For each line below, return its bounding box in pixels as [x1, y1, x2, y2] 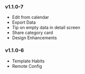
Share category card [12, 30, 53, 36]
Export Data [12, 19, 36, 25]
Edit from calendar [12, 15, 49, 20]
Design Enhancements [12, 35, 57, 41]
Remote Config [12, 63, 42, 69]
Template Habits [12, 58, 45, 64]
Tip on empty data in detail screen [12, 25, 81, 30]
